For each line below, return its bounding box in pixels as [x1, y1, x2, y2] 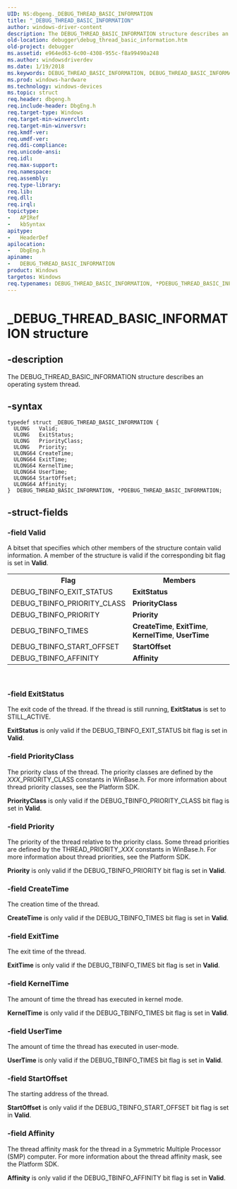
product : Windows [7, 267, 59, 274]
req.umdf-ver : [7, 135, 49, 142]
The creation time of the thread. [7, 900, 100, 909]
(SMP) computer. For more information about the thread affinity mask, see [7, 1152, 222, 1161]
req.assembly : [7, 175, 49, 182]
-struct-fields [7, 506, 68, 518]
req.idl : [7, 155, 33, 163]
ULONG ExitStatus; [13, 431, 74, 439]
